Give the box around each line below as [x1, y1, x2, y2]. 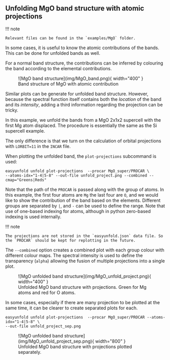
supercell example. [5, 128, 45, 134]
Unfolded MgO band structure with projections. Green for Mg [18, 284, 147, 290]
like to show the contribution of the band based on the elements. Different [5, 197, 161, 203]
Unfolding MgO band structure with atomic [5, 4, 144, 13]
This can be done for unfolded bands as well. [5, 50, 101, 56]
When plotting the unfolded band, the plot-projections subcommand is [5, 153, 157, 159]
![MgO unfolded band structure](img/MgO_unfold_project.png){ [18, 273, 152, 279]
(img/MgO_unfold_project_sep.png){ [18, 338, 94, 344]
